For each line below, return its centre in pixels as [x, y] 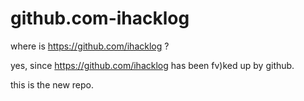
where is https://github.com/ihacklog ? [90, 46]
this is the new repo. [52, 84]
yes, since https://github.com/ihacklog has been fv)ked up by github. [152, 65]
